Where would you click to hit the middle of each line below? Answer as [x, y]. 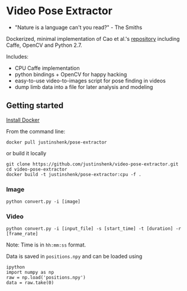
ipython [16, 267]
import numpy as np [30, 273]
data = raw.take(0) [30, 283]
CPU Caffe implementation [47, 68]
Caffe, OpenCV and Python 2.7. [44, 45]
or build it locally [26, 153]
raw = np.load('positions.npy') [46, 278]
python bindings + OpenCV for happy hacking [71, 74]
